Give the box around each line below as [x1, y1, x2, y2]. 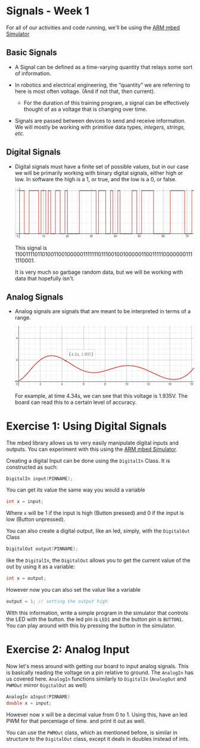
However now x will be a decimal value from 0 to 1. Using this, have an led [6, 711, 187, 718]
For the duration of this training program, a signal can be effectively [23, 99, 189, 106]
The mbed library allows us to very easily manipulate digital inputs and [6, 439, 179, 446]
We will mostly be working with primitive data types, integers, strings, [14, 123, 186, 131]
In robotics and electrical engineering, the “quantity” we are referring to [14, 81, 190, 88]
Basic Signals [6, 48, 58, 58]
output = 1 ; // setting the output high [6, 598, 108, 605]
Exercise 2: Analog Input [6, 643, 130, 657]
